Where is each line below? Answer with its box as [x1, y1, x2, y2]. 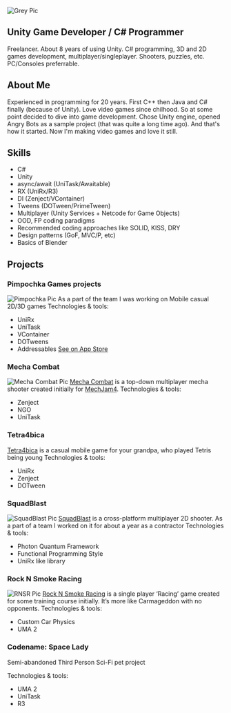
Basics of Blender [17, 239, 68, 247]
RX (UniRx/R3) [17, 187, 59, 196]
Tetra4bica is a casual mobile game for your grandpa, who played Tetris [7, 445, 212, 454]
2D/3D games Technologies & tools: [7, 302, 109, 310]
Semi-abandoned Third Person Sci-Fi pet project [7, 658, 146, 666]
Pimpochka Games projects [7, 279, 101, 289]
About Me [7, 79, 50, 91]
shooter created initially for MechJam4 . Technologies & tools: [7, 385, 181, 393]
